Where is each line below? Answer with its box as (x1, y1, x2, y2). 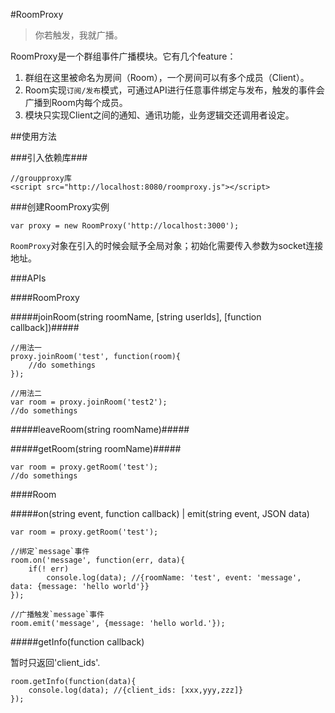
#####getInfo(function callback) (10, 636, 145, 648)
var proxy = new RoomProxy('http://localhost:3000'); (10, 221, 240, 231)
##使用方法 (10, 130, 57, 142)
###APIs (10, 272, 47, 284)
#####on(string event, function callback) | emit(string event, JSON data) (10, 508, 310, 519)
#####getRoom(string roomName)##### (10, 443, 182, 454)
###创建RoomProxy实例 (10, 201, 110, 213)
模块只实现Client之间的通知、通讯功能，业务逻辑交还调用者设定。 (24, 109, 295, 121)
